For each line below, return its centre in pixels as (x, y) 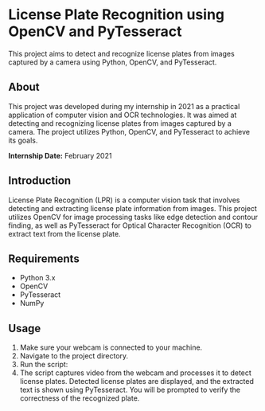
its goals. (23, 140)
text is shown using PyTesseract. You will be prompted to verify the (130, 390)
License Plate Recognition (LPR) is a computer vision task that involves (124, 200)
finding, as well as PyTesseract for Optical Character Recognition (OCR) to (130, 225)
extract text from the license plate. (64, 233)
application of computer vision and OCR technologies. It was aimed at (123, 115)
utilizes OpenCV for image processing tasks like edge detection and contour (133, 217)
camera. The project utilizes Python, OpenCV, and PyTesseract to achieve (129, 131)
